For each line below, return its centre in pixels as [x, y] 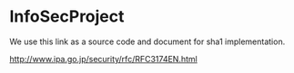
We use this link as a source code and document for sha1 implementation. [147, 41]
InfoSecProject [67, 17]
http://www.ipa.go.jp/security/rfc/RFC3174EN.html [103, 59]
